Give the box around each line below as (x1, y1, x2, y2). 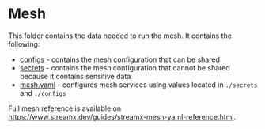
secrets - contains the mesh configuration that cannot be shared (19, 63, 231, 72)
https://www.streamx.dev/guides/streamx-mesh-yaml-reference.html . (8, 112, 236, 121)
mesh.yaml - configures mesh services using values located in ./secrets (19, 80, 258, 89)
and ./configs (19, 88, 66, 97)
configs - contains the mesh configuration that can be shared (19, 55, 220, 64)
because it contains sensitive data (19, 71, 131, 81)
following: (8, 39, 40, 48)
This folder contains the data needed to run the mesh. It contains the (8, 31, 232, 40)
